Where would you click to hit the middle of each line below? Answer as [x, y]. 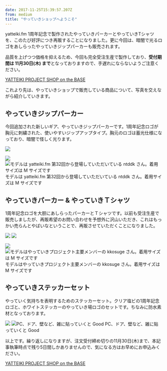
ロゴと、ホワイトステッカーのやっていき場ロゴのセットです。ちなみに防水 [81, 307]
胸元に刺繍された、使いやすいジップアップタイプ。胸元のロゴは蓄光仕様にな [84, 133]
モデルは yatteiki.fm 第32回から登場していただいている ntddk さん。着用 [79, 177]
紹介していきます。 [33, 96]
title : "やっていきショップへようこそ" [41, 19]
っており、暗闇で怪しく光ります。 [40, 139]
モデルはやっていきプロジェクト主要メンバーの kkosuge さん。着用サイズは [83, 264]
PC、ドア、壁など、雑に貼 [132, 324]
